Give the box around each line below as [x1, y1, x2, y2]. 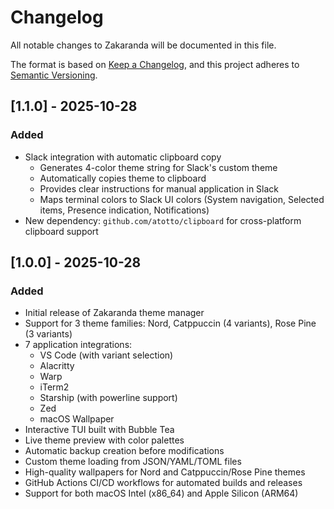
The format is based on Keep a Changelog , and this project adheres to [10, 58, 300, 70]
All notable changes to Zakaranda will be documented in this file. [10, 39, 277, 51]
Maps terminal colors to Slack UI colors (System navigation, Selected [39, 193, 325, 205]
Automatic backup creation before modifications [24, 445, 225, 457]
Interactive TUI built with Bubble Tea [24, 424, 175, 436]
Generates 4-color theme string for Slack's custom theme [39, 161, 278, 173]
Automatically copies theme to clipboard [39, 172, 207, 184]
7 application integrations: [24, 339, 133, 351]
